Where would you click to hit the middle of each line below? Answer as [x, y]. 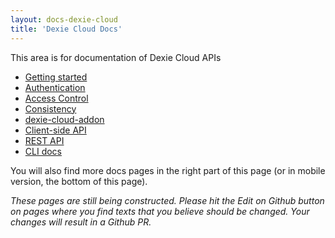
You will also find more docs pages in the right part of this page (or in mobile [168, 170]
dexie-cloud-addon [64, 119]
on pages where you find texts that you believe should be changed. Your [160, 211]
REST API [44, 140]
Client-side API [55, 130]
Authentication [55, 87]
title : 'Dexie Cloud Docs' [66, 29]
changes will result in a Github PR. [81, 222]
